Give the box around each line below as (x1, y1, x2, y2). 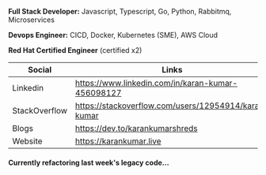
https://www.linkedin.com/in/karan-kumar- (74, 78, 238, 88)
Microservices (8, 15, 55, 24)
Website (12, 136, 43, 147)
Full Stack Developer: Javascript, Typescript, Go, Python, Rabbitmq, (8, 7, 232, 16)
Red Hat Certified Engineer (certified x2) (8, 46, 142, 54)
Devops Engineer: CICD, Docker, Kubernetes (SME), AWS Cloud (8, 31, 218, 39)
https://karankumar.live (74, 136, 161, 147)
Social (27, 65, 52, 75)
